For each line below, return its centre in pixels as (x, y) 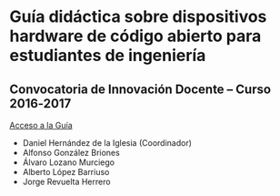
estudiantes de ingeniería (108, 56)
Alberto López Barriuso (66, 172)
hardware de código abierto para (135, 36)
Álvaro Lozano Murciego (69, 162)
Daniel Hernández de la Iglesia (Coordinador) (107, 143)
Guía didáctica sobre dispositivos (138, 17)
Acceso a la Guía (41, 125)
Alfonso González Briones (71, 153)
